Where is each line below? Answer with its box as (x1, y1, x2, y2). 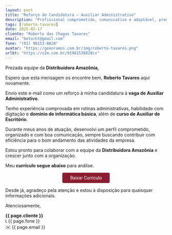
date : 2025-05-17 (5, 27, 42, 32)
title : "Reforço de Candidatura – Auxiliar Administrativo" (5, 12, 137, 17)
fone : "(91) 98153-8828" (5, 41, 58, 46)
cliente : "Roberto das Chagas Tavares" (5, 31, 91, 36)
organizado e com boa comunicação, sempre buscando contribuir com (5, 131, 155, 138)
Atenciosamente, (5, 202, 41, 208)
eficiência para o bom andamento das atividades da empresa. (5, 137, 136, 143)
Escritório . (5, 116, 28, 122)
